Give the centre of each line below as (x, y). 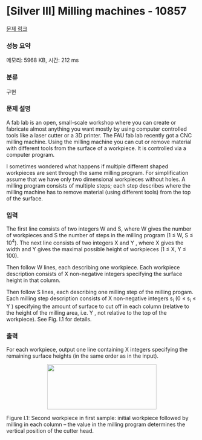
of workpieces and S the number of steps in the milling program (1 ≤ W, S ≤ (100, 235)
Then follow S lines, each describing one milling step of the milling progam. (100, 292)
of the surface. (25, 199)
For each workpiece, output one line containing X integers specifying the (97, 349)
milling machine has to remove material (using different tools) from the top (99, 192)
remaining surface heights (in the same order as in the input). (83, 356)
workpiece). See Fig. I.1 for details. (49, 319)
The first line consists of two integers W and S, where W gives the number (99, 229)
